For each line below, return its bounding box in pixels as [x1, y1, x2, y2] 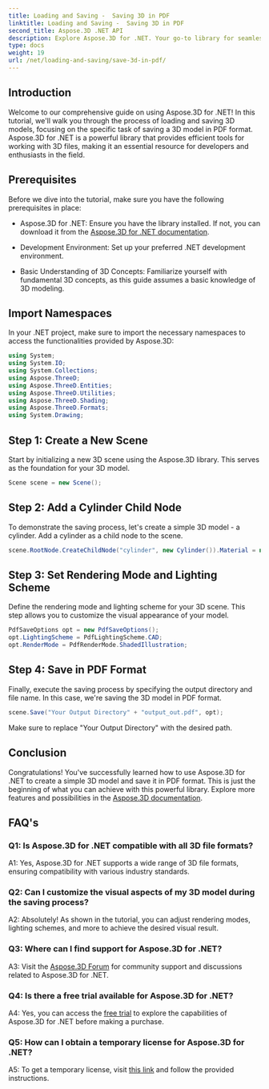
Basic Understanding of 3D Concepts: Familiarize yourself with [19, 266, 227, 276]
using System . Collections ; [8, 367, 98, 375]
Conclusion [8, 746, 67, 760]
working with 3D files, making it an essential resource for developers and [8, 141, 250, 151]
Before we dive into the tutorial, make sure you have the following [8, 194, 224, 204]
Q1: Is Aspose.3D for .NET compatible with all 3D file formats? [8, 840, 254, 851]
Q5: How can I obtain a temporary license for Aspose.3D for [8, 1037, 245, 1047]
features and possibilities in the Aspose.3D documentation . [8, 793, 203, 802]
